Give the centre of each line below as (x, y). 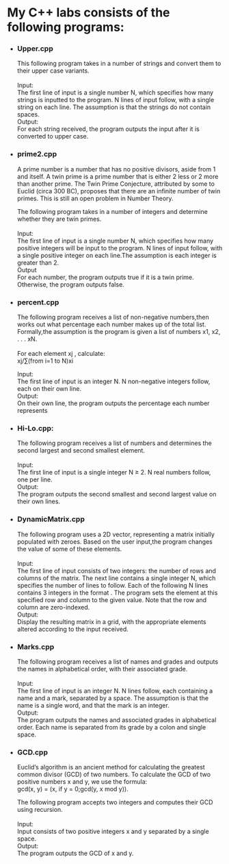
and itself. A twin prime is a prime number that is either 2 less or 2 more (118, 176)
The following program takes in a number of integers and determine (112, 211)
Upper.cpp (35, 49)
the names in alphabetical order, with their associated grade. (102, 669)
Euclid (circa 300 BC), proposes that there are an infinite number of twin (119, 191)
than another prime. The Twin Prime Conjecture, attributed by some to (116, 184)
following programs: (66, 27)
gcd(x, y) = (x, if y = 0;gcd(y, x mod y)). (72, 789)
